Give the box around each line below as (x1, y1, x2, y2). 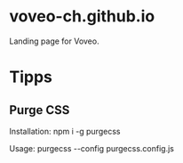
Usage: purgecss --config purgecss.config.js (9, 143, 175, 153)
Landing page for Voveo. (9, 36, 99, 46)
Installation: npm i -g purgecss (9, 126, 121, 136)
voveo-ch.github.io (9, 6, 155, 27)
